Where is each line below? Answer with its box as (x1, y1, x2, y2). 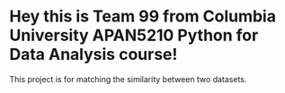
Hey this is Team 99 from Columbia (9, 6, 277, 27)
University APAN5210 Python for (9, 25, 259, 46)
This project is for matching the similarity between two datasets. (9, 73, 247, 84)
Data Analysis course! (9, 45, 178, 64)
